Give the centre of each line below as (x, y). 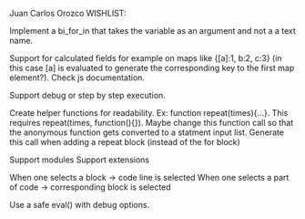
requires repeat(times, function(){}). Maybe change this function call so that (152, 123)
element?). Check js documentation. (77, 78)
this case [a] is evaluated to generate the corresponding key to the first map (152, 68)
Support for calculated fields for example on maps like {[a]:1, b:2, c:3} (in (146, 58)
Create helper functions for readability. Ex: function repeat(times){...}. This (149, 113)
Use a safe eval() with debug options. (80, 205)
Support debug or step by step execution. (87, 95)
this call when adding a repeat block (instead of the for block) (125, 142)
